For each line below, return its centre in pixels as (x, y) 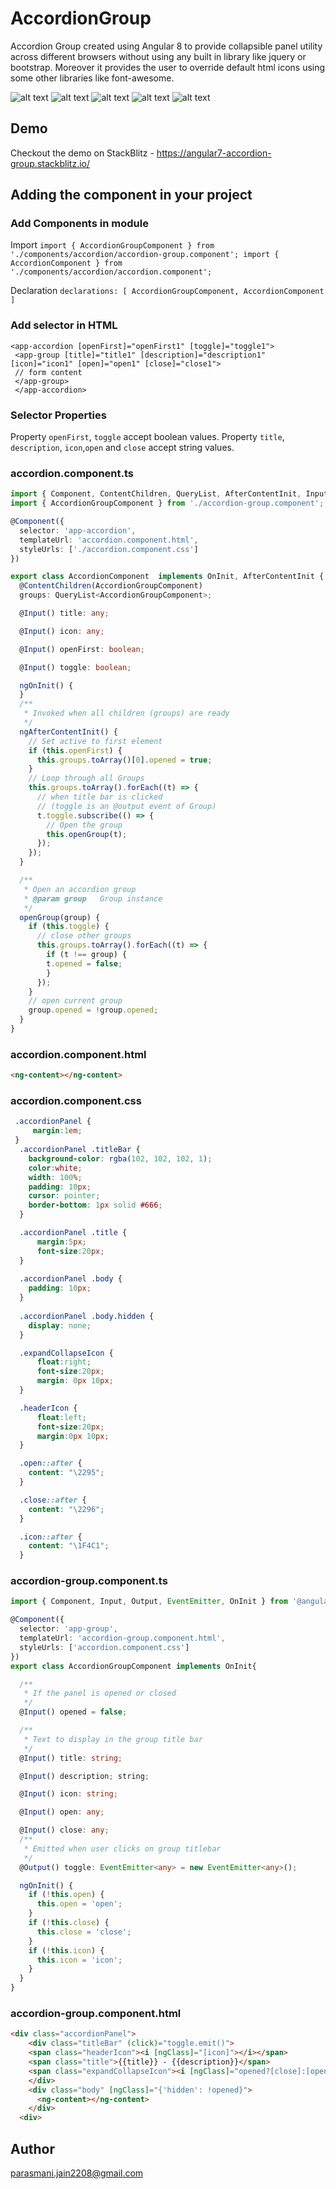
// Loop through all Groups (86, 778)
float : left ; (61, 1417)
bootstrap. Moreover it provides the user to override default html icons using (168, 67)
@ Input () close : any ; (64, 1830)
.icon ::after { (51, 1537)
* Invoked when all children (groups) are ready (126, 713)
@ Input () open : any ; (62, 1812)
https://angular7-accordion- (214, 153)
